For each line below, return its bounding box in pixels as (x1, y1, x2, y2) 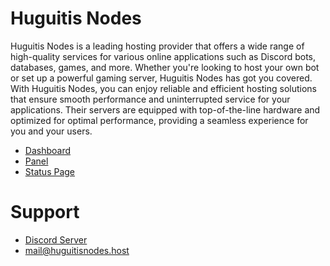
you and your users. (10, 125, 93, 137)
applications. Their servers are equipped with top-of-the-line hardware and (10, 103, 321, 116)
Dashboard (24, 144, 72, 156)
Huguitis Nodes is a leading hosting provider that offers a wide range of (10, 40, 305, 52)
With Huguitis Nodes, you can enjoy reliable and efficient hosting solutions (10, 82, 317, 94)
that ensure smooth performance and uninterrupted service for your (10, 93, 291, 105)
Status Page (24, 165, 76, 177)
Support (10, 201, 80, 224)
